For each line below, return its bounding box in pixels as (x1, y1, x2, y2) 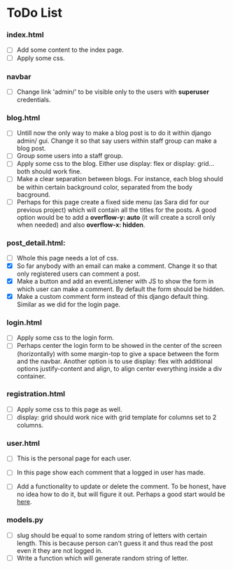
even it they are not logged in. (16, 546, 103, 554)
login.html (6, 318, 43, 328)
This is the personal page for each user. (16, 454, 132, 463)
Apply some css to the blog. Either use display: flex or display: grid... (16, 160, 215, 168)
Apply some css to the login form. (16, 334, 115, 342)
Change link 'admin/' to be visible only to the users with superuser (16, 87, 209, 96)
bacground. (16, 190, 50, 199)
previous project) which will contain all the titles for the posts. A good (16, 205, 217, 214)
